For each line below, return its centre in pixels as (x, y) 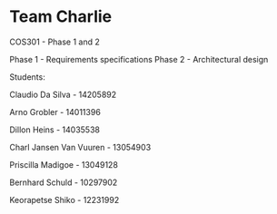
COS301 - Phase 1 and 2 (54, 42)
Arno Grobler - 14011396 (55, 112)
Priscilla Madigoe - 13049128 (64, 164)
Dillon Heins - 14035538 (54, 130)
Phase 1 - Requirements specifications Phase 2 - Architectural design (139, 59)
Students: (27, 77)
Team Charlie (60, 17)
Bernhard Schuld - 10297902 (64, 182)
